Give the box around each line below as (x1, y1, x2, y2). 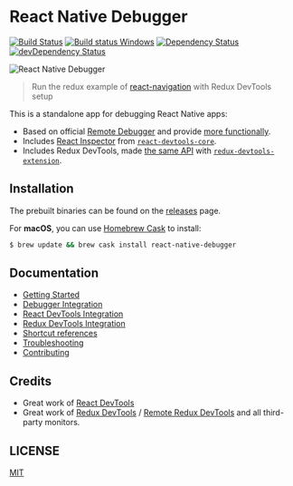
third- (263, 407, 285, 418)
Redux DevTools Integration (22, 318, 127, 329)
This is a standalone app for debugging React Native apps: (9, 108, 228, 119)
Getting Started (22, 289, 80, 300)
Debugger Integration (22, 299, 103, 310)
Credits (9, 374, 52, 389)
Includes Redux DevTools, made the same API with (22, 145, 213, 156)
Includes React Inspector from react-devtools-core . (22, 135, 217, 146)
